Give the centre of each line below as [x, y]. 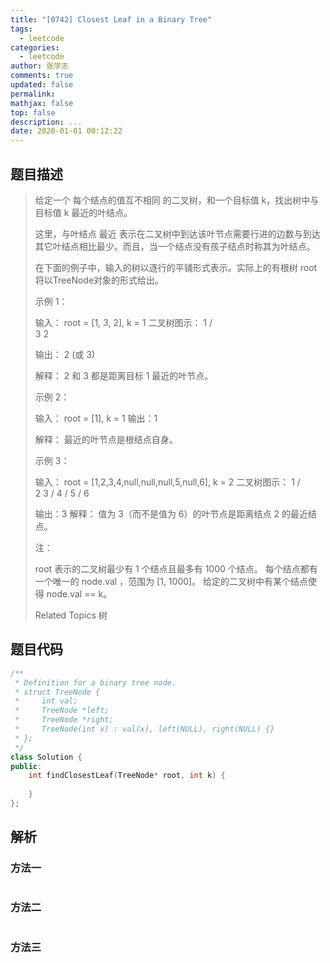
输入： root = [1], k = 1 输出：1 [96, 418]
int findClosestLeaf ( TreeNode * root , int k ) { [127, 776]
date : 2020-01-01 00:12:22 [66, 131]
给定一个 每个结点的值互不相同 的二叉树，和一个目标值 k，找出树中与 [177, 200]
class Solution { [46, 757]
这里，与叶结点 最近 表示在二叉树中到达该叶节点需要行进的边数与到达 [177, 233]
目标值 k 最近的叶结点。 [83, 212]
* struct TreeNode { [57, 692]
